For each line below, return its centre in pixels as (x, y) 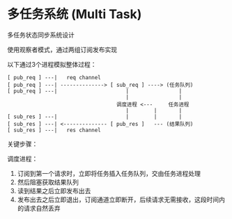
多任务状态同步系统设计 (41, 35)
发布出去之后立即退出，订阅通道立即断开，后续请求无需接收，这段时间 (118, 200)
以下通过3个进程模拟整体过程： (52, 64)
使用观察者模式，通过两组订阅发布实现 (62, 49)
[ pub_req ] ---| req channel (54, 77)
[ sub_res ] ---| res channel (54, 130)
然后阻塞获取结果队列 (48, 182)
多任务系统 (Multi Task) (75, 14)
